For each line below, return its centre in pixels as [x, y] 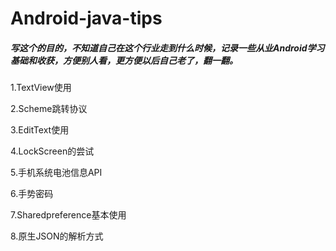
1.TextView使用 [41, 88]
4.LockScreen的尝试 [52, 151]
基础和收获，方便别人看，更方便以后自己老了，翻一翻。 [124, 60]
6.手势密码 [32, 194]
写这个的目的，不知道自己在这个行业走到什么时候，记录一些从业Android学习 [167, 48]
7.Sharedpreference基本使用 [68, 215]
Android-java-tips [86, 18]
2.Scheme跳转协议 [49, 109]
